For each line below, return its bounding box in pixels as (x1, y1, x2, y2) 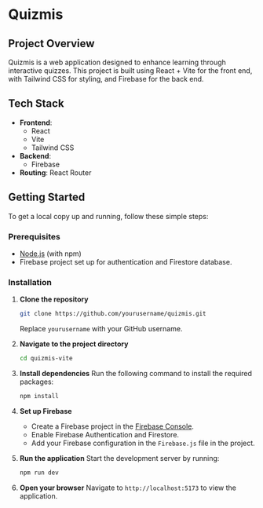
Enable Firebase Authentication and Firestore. (31, 429, 179, 439)
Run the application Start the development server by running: (19, 453, 220, 462)
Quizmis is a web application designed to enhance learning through (8, 57, 226, 67)
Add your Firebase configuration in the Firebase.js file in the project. (31, 438, 255, 448)
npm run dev (19, 469, 59, 477)
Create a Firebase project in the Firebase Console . (31, 422, 195, 431)
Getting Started (8, 191, 86, 204)
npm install (19, 392, 59, 400)
